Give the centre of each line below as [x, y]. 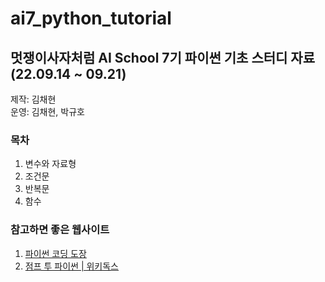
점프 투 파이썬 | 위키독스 [72, 266]
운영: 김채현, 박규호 [47, 111]
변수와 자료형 [50, 164]
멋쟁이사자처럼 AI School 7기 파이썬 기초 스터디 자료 [162, 57]
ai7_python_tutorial [91, 18]
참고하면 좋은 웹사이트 [60, 230]
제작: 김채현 [33, 99]
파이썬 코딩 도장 [55, 253]
